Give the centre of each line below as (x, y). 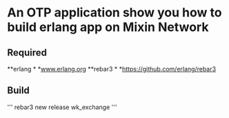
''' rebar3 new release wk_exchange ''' (62, 107)
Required (27, 52)
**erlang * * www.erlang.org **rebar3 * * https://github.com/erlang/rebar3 (111, 69)
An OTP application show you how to (114, 13)
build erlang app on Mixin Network (108, 27)
